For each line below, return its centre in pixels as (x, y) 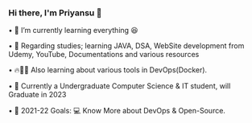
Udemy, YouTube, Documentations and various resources (104, 55)
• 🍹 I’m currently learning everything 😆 (73, 31)
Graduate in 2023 (37, 95)
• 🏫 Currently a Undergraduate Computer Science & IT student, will (120, 86)
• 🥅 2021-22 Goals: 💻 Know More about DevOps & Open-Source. (117, 111)
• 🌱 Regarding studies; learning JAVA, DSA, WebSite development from (126, 46)
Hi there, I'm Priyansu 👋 (55, 13)
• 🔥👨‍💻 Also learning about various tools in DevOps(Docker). (108, 70)
